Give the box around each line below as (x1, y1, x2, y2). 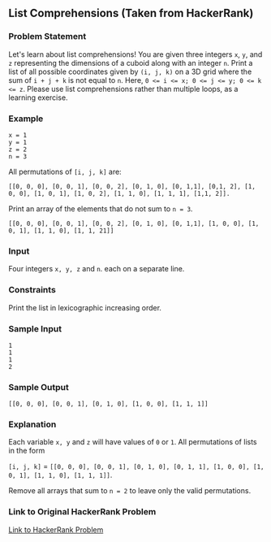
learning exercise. (8, 93, 68, 102)
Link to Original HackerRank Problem (8, 506, 157, 518)
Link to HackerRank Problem (8, 524, 104, 535)
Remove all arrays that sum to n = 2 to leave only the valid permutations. (8, 486, 252, 496)
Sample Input (8, 323, 62, 334)
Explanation (8, 418, 57, 430)
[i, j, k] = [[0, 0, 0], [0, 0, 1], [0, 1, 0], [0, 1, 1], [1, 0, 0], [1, (8, 462, 265, 471)
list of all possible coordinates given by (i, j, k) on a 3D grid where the (8, 67, 252, 76)
